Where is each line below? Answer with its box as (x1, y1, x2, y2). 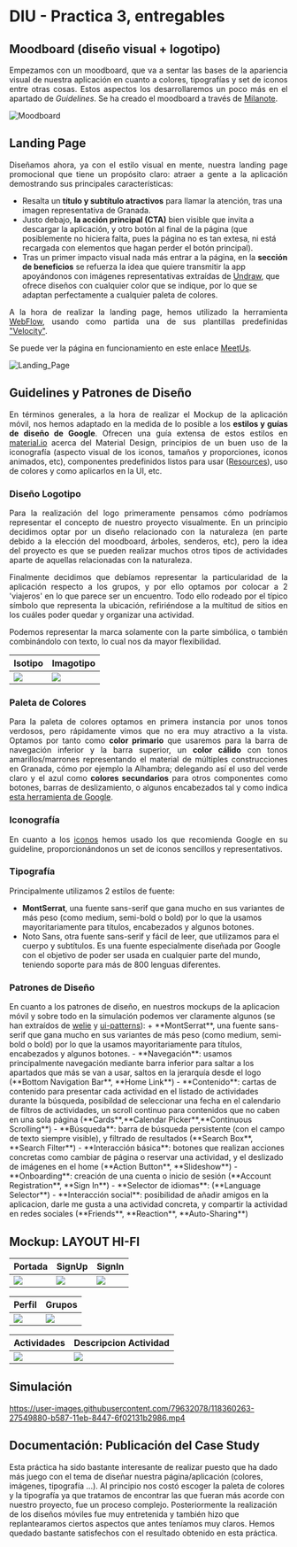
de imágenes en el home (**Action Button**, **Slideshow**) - (9, 1162, 239, 1172)
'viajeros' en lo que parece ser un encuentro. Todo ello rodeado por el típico (9, 591, 288, 601)
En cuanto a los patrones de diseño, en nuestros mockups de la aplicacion (9, 1002, 280, 1012)
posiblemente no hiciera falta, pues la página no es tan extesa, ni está (21, 233, 277, 244)
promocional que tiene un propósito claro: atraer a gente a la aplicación (9, 168, 288, 179)
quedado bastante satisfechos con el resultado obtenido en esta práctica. (9, 1528, 278, 1538)
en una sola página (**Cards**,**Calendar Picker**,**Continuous (9, 1114, 253, 1125)
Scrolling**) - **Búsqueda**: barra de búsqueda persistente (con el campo (9, 1124, 286, 1134)
